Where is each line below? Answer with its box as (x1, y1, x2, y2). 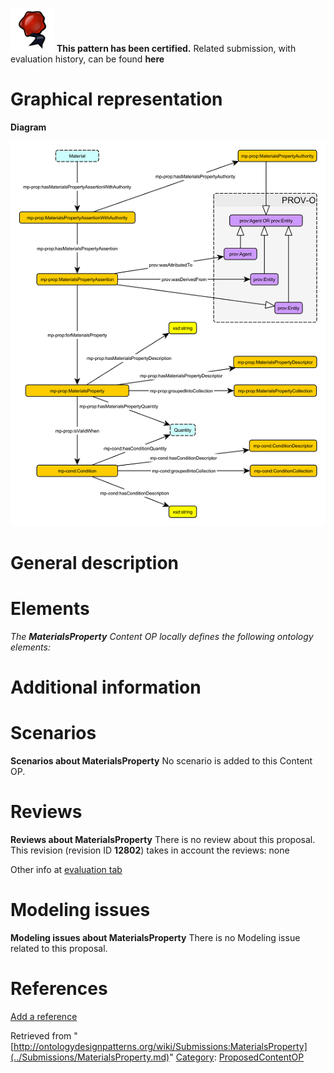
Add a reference (10, 1011, 78, 1022)
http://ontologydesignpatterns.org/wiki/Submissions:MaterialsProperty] (13, 1041, 308, 1052)
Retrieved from (10, 1030, 72, 1042)
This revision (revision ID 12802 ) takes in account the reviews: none (10, 844, 290, 857)
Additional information (10, 676, 202, 699)
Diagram (10, 121, 47, 133)
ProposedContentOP (218, 1051, 305, 1063)
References (10, 978, 108, 1000)
